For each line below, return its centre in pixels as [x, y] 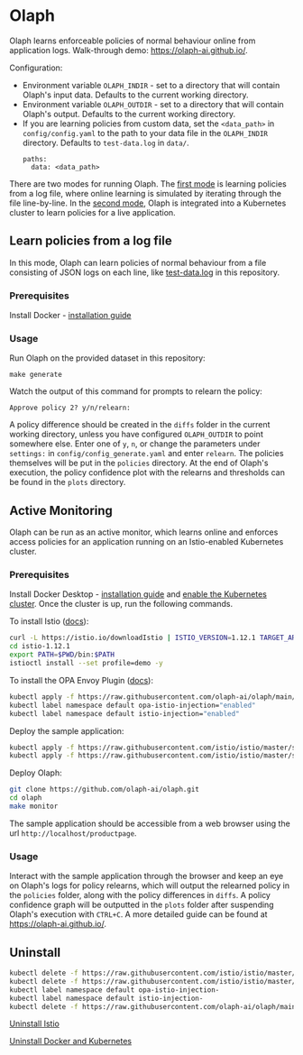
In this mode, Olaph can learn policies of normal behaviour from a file [138, 262]
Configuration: [36, 68]
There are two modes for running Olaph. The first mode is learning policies [148, 183]
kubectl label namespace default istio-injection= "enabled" [125, 713]
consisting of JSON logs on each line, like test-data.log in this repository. [145, 272]
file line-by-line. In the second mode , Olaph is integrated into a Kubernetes [148, 203]
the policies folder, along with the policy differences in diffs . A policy [140, 895]
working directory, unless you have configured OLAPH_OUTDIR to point [136, 435]
